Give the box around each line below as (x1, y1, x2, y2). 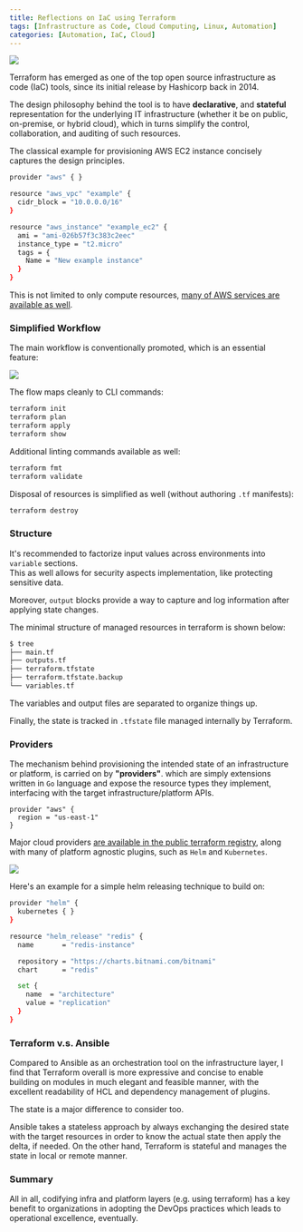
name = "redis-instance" (17, 940, 136, 949)
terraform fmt (9, 464, 63, 473)
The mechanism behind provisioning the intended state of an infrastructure (9, 758, 289, 769)
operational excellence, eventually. (9, 1213, 138, 1224)
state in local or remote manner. (9, 1150, 128, 1161)
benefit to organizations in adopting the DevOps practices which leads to (9, 1203, 282, 1214)
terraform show (9, 429, 67, 438)
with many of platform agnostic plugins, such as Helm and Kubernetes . (9, 846, 269, 857)
